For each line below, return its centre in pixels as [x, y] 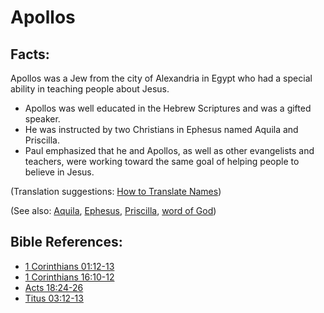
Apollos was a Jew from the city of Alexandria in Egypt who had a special [161, 78]
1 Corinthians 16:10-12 [69, 277]
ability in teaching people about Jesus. [90, 89]
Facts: [30, 54]
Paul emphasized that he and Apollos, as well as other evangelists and [169, 150]
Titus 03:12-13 [54, 298]
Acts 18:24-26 [54, 287]
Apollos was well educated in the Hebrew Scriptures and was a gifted [168, 108]
